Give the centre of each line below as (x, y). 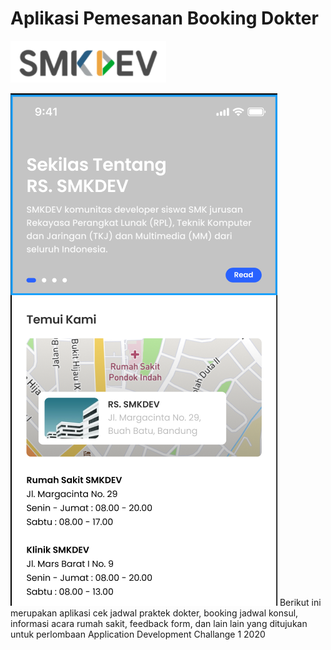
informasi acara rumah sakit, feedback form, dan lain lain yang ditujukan (159, 623)
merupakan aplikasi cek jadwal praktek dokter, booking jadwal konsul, (154, 613)
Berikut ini (300, 602)
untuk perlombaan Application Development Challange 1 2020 (138, 634)
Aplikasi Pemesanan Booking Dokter (164, 18)
